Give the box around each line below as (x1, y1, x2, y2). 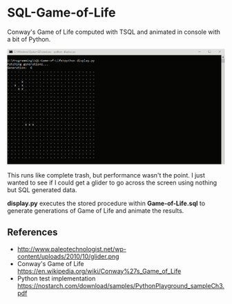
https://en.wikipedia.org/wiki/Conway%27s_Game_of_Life (17, 267, 182, 275)
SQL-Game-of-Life (7, 5, 116, 21)
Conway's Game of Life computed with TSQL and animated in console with (7, 28, 221, 36)
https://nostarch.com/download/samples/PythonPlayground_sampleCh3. (17, 281, 225, 289)
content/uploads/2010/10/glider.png (17, 252, 119, 260)
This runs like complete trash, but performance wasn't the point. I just (7, 171, 206, 179)
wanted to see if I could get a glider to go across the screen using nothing (7, 178, 217, 187)
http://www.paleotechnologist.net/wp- (17, 245, 126, 253)
